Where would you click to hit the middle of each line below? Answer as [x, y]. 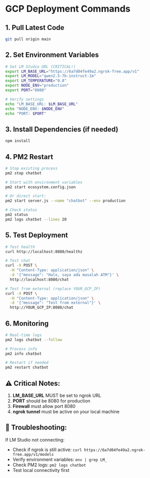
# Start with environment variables [44, 182]
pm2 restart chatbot [27, 367]
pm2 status [17, 215]
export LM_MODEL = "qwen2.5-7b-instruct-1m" [51, 76]
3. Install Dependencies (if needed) [62, 129]
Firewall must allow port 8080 [44, 406]
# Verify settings [25, 99]
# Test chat [18, 261]
